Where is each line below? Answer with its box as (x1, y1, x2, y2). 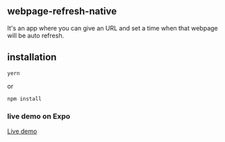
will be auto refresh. (7, 31, 65, 39)
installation (7, 51, 57, 63)
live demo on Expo (7, 111, 71, 121)
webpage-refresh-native (7, 6, 117, 17)
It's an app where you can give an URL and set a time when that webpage (7, 24, 218, 32)
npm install (7, 95, 42, 103)
